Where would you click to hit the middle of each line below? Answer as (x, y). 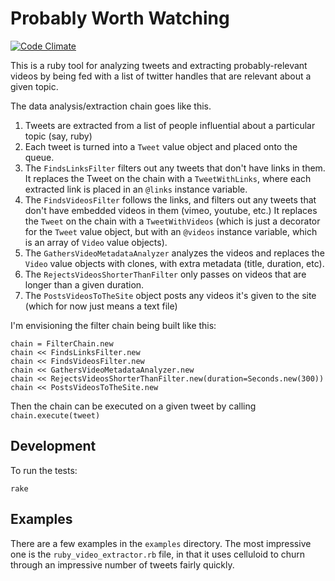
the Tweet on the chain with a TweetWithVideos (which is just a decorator (172, 221)
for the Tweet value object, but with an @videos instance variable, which (171, 231)
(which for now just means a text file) (101, 306)
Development (53, 446)
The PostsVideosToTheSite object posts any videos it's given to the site (170, 295)
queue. (39, 157)
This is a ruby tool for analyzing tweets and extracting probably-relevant (159, 65)
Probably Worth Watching (120, 18)
